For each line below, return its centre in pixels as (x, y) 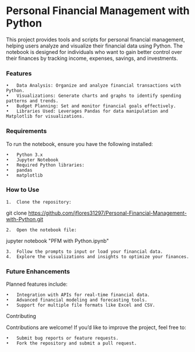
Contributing (21, 316)
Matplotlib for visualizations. (45, 116)
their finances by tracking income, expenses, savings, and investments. (92, 58)
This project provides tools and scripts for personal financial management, (95, 39)
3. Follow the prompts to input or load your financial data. (85, 251)
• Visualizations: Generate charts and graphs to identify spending (94, 96)
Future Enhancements (38, 271)
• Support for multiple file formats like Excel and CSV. (81, 305)
